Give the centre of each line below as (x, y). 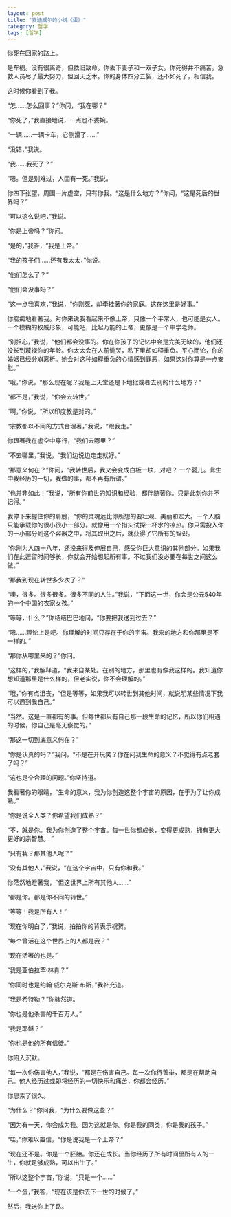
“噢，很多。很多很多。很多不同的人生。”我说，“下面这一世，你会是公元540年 (114, 595)
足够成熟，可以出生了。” (64, 1163)
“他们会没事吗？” (31, 289)
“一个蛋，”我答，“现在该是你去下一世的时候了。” (73, 1192)
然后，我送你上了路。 (37, 1207)
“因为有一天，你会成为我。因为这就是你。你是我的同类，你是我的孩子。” (108, 1125)
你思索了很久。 (28, 1096)
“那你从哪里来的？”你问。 (43, 656)
